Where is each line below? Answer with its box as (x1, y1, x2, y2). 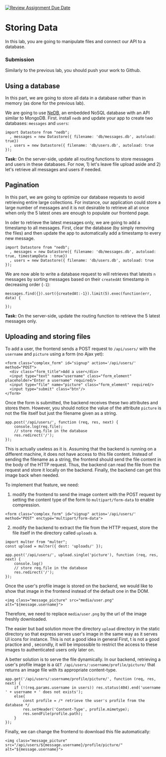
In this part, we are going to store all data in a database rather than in (5, 95, 146, 101)
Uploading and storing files (5, 332, 91, 341)
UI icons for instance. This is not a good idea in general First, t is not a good (5, 636, 160, 642)
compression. (12, 502, 41, 508)
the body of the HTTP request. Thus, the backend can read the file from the (5, 461, 160, 467)
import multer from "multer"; (5, 539, 68, 544)
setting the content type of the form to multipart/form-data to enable (12, 497, 155, 503)
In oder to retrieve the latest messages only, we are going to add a (5, 219, 140, 225)
